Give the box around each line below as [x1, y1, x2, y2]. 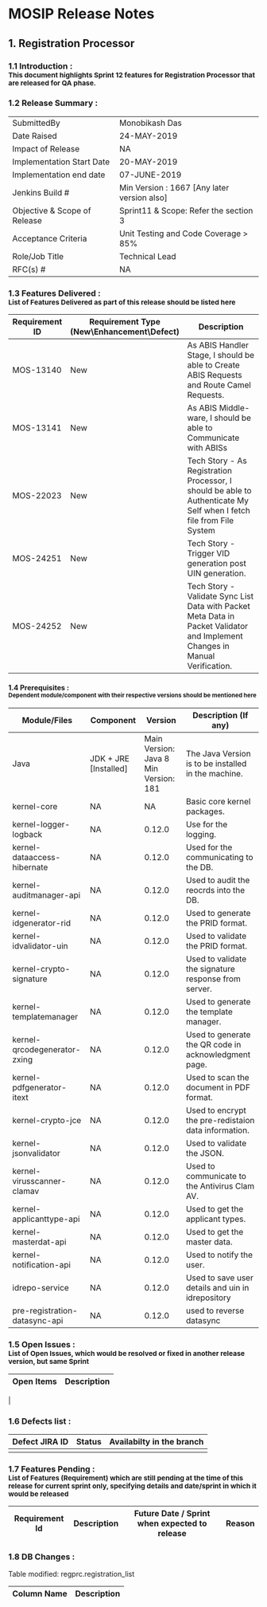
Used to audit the [185, 874, 250, 886]
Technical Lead [118, 250, 176, 261]
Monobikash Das [118, 117, 183, 128]
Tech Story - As [187, 455, 248, 466]
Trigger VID [187, 548, 230, 559]
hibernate [12, 862, 48, 873]
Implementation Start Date [12, 156, 110, 167]
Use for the [185, 819, 228, 830]
